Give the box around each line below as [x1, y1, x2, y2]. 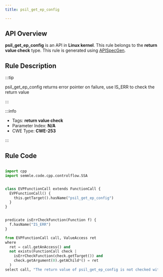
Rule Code [5, 152, 37, 160]
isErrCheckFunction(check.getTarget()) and [14, 254, 103, 258]
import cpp [5, 169, 27, 174]
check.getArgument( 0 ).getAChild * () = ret [14, 258, 98, 263]
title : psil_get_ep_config [5, 7, 60, 12]
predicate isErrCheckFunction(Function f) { [5, 218, 97, 222]
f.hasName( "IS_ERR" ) [9, 222, 51, 227]
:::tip [5, 75, 14, 80]
